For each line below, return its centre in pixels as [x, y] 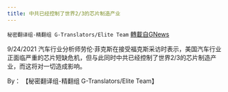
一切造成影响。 [65, 66]
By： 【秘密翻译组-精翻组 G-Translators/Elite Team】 [83, 81]
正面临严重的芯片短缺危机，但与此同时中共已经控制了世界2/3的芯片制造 [109, 57]
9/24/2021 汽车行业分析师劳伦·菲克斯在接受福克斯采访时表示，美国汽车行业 [114, 48]
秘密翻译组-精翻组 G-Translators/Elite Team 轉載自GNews [88, 34]
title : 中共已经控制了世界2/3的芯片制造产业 [64, 13]
